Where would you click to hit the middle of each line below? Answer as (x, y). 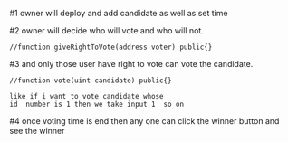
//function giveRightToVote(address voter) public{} (111, 47)
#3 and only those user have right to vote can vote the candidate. (131, 64)
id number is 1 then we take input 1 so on (96, 104)
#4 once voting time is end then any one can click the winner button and (144, 121)
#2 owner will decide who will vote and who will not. (106, 30)
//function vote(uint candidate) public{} (91, 81)
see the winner (37, 131)
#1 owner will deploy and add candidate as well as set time (119, 13)
